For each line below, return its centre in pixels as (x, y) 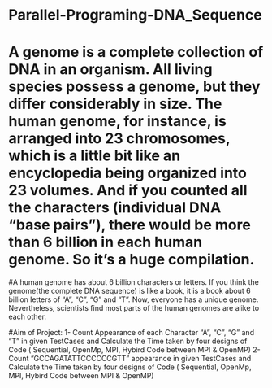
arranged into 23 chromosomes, (119, 139)
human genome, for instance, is (118, 122)
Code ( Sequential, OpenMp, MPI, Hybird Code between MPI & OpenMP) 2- (135, 350)
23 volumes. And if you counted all (128, 191)
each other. (28, 317)
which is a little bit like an (95, 156)
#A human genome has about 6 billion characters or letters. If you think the (134, 282)
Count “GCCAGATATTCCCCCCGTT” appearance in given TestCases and (130, 359)
